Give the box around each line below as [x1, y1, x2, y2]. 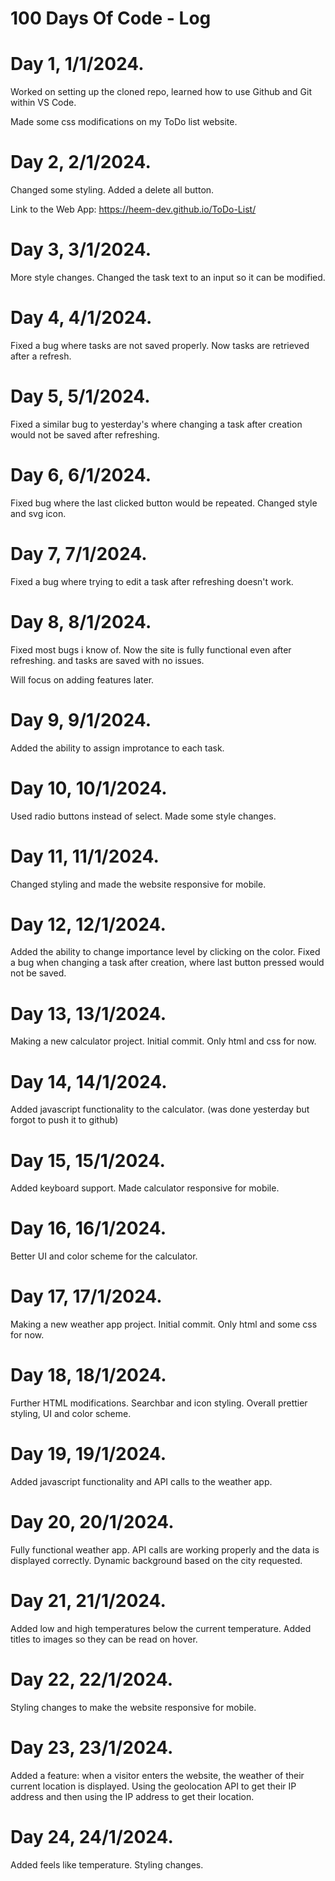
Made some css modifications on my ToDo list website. [10, 116, 238, 128]
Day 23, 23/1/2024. [10, 1737, 174, 1759]
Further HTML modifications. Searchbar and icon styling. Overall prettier [10, 1397, 308, 1409]
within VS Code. [10, 97, 77, 109]
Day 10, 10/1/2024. [10, 777, 168, 799]
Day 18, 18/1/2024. [10, 1364, 167, 1387]
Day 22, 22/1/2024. [10, 1668, 174, 1691]
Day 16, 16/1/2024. [10, 1217, 167, 1240]
